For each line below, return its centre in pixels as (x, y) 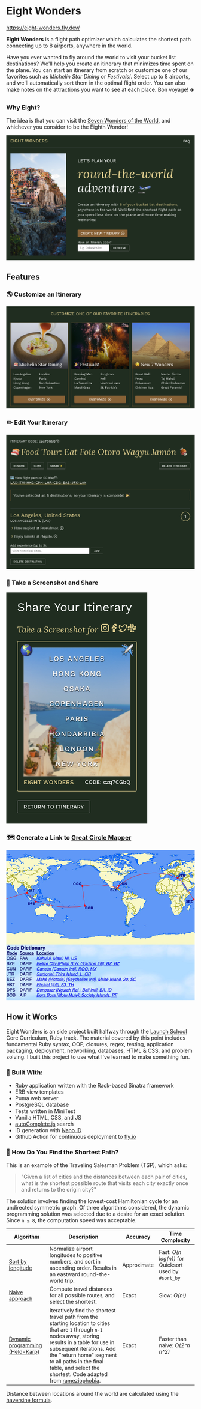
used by (169, 1271)
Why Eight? (23, 108)
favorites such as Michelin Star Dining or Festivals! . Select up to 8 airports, (98, 76)
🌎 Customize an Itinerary (44, 294)
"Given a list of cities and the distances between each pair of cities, (104, 1177)
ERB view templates (39, 1092)
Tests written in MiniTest (45, 1111)
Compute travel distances (81, 1289)
